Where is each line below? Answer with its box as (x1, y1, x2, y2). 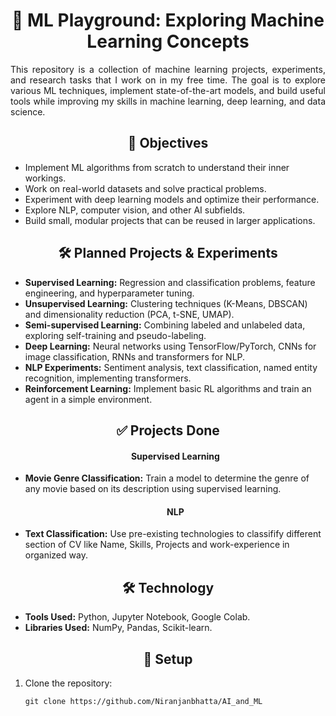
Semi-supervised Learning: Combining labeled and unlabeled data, (24, 319, 306, 331)
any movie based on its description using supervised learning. (24, 483, 282, 495)
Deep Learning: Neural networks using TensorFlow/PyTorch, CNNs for (24, 340, 317, 352)
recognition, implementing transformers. (24, 372, 192, 384)
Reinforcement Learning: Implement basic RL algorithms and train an (24, 382, 312, 394)
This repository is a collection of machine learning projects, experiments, (10, 63, 326, 75)
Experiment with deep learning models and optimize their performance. (24, 193, 320, 205)
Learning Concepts (86, 30, 250, 53)
